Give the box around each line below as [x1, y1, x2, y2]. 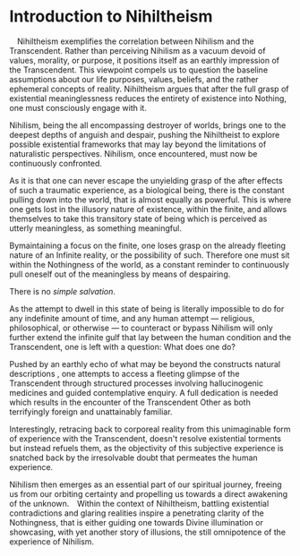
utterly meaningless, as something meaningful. [9, 222, 182, 234]
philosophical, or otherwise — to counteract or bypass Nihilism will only [9, 322, 273, 333]
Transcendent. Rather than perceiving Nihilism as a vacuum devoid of [9, 45, 266, 56]
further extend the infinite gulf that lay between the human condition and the [9, 331, 292, 342]
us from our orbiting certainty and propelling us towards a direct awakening [9, 488, 288, 499]
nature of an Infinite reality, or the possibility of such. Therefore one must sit [9, 249, 290, 261]
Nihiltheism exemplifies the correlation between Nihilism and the [17, 36, 254, 47]
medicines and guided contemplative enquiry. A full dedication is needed [9, 387, 279, 398]
